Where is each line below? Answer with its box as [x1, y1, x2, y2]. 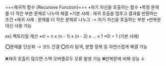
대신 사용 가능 [5, 23, 32, 29]
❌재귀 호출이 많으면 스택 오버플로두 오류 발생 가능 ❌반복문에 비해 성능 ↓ [5, 56, 145, 62]
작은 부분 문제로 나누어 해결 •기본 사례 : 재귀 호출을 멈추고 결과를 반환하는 [15, 10, 158, 16]
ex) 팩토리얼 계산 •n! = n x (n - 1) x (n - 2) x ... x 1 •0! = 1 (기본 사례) [5, 33, 140, 39]
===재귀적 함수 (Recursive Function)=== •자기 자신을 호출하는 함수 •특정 [5, 4, 150, 10]
